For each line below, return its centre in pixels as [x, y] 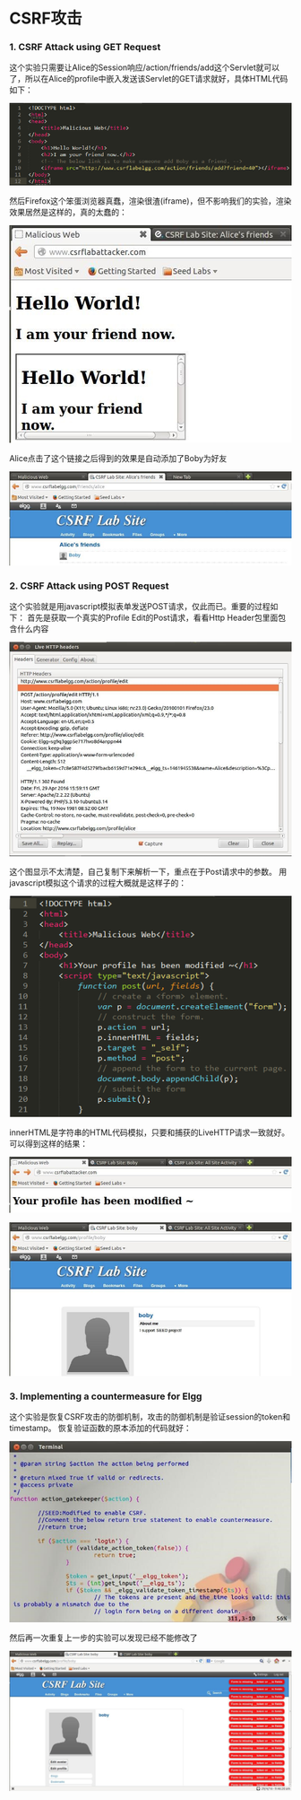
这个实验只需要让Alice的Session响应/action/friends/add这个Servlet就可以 [145, 67]
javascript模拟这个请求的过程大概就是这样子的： [98, 883]
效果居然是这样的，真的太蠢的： [68, 213]
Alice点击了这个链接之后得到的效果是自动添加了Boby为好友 [118, 459]
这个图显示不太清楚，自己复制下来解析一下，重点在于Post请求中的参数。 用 [148, 872]
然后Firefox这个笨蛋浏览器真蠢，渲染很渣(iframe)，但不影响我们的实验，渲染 [150, 201]
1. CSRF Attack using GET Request [85, 48]
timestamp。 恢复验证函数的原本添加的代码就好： [101, 1429]
